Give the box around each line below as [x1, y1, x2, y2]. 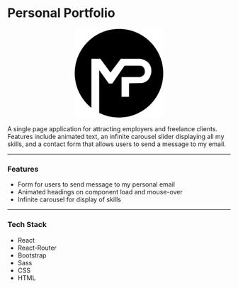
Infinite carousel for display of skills [17, 195, 122, 204]
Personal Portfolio [7, 5, 115, 21]
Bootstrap [17, 250, 47, 260]
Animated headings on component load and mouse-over [17, 188, 183, 196]
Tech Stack [7, 220, 47, 230]
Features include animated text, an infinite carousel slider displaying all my [7, 132, 225, 140]
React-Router [17, 243, 57, 252]
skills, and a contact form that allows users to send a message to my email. [7, 140, 227, 148]
